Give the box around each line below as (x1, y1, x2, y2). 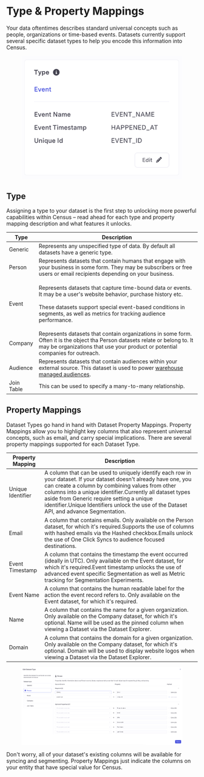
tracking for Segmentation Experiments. (44, 576, 144, 584)
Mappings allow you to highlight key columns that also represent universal (6, 427, 192, 435)
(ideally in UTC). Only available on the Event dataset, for (44, 557, 184, 564)
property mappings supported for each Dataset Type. (6, 440, 140, 448)
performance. (38, 316, 73, 323)
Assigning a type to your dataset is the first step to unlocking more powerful (6, 207, 197, 214)
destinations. (44, 542, 77, 549)
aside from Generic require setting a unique (44, 495, 153, 502)
